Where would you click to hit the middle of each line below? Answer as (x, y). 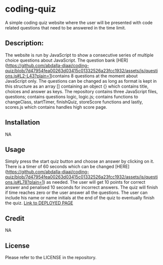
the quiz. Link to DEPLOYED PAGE (39, 203)
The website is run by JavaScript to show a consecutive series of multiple (79, 55)
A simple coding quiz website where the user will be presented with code (79, 23)
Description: (24, 43)
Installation (23, 123)
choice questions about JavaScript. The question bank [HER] (67, 60)
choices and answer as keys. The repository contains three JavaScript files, (81, 91)
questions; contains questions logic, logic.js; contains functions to (72, 96)
